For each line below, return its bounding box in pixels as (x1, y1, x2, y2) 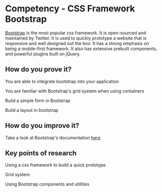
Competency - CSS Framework (5, 3, 135, 14)
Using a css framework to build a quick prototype (5, 162, 106, 168)
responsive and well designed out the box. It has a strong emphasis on (5, 40, 150, 46)
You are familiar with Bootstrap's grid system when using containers (5, 88, 145, 94)
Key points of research (5, 149, 77, 157)
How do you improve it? (5, 122, 79, 130)
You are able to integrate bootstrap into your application (5, 78, 119, 84)
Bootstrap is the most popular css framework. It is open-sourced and (5, 30, 146, 36)
